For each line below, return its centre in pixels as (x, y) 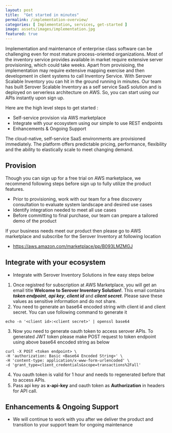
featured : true (22, 34)
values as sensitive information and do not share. (65, 301)
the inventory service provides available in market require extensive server (84, 59)
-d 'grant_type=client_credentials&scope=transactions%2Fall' (73, 365)
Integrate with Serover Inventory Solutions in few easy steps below (83, 275)
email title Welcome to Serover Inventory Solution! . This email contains (89, 290)
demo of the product (35, 221)
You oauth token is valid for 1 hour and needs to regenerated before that (89, 374)
